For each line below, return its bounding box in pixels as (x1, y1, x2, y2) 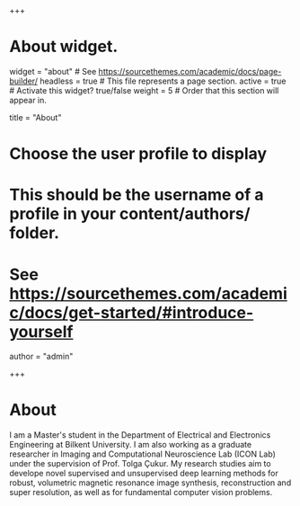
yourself (9, 321, 74, 342)
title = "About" (9, 111, 62, 122)
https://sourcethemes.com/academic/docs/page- (98, 66, 282, 76)
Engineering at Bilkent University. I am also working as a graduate (9, 439, 252, 450)
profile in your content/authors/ (9, 204, 251, 225)
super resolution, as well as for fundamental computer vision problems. (9, 487, 273, 498)
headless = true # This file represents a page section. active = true (40, 75, 287, 86)
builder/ (9, 75, 39, 86)
